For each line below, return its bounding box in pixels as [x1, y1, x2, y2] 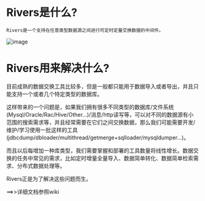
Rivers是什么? [6, 5, 77, 20]
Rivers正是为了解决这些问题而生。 [6, 175, 92, 182]
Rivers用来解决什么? [6, 62, 110, 75]
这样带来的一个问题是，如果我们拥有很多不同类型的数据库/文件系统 [6, 103, 174, 111]
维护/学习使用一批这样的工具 [6, 126, 78, 133]
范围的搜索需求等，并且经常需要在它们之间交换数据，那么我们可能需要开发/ [6, 119, 196, 126]
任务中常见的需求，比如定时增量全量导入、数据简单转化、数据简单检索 [16, 154, 193, 162]
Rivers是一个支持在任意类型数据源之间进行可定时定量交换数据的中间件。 [6, 27, 164, 34]
